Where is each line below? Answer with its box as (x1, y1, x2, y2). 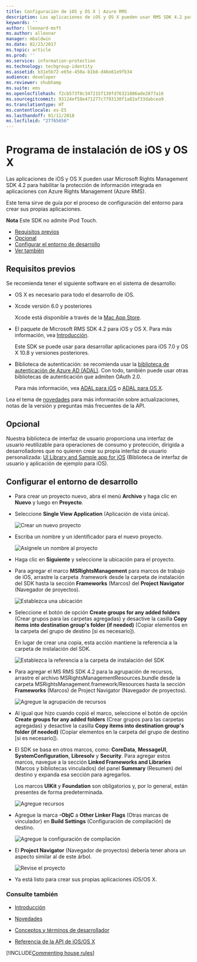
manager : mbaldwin (6, 36, 51, 42)
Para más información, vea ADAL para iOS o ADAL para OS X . (14, 384, 164, 391)
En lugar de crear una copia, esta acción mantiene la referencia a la (14, 639, 178, 646)
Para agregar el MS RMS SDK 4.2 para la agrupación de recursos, (14, 668, 174, 675)
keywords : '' (6, 19, 38, 25)
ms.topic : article (6, 47, 51, 53)
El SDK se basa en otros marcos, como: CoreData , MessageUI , (14, 745, 168, 753)
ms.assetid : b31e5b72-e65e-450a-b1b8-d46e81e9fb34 (6, 69, 133, 75)
